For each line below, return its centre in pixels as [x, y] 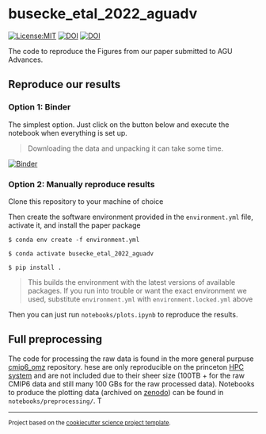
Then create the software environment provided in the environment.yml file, [131, 217]
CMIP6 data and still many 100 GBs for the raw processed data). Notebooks [131, 384]
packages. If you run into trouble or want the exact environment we [137, 290]
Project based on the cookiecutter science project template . [90, 422]
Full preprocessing [55, 339]
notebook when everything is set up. [68, 133]
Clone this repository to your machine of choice [86, 201]
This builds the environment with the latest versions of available [131, 282]
